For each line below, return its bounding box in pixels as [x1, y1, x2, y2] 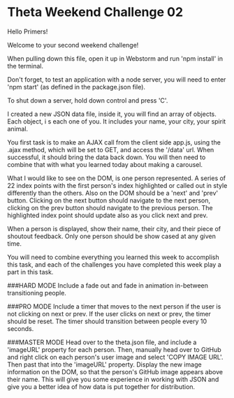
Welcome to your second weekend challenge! [7, 40, 139, 49]
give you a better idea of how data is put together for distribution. [7, 382, 196, 391]
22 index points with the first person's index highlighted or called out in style [7, 181, 228, 189]
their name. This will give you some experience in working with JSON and [7, 375, 219, 383]
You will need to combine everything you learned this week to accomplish [7, 253, 219, 261]
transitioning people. [7, 288, 66, 297]
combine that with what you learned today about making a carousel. [7, 160, 203, 168]
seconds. [7, 324, 34, 332]
